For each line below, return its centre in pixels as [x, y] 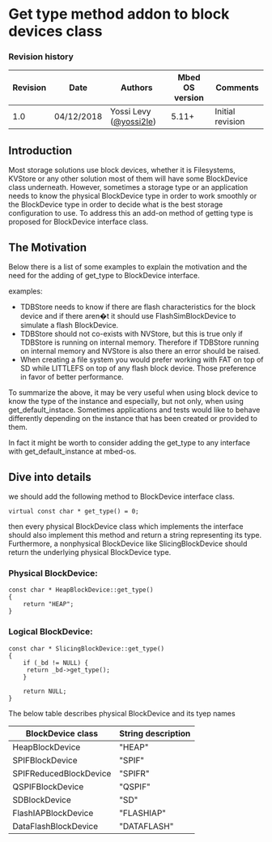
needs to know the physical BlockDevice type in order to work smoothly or [133, 196]
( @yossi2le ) [133, 122]
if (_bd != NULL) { [56, 663]
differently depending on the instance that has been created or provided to [133, 419]
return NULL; [45, 691]
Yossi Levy [131, 112]
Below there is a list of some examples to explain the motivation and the [128, 267]
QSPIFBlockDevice [48, 786]
